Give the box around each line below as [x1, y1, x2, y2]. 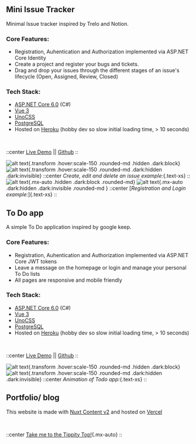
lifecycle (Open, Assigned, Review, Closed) [14, 73, 118, 80]
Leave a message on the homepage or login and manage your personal [14, 264, 187, 271]
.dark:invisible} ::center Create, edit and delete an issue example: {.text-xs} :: [6, 172, 191, 179]
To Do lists [14, 270, 40, 277]
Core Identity [14, 54, 47, 62]
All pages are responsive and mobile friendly [14, 276, 123, 284]
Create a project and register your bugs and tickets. [14, 61, 139, 68]
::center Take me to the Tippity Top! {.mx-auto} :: [6, 431, 123, 438]
